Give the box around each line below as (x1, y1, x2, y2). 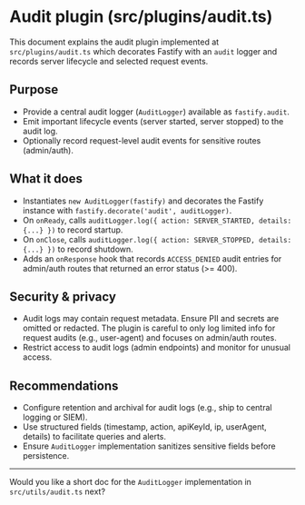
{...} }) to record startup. (22, 224, 123, 235)
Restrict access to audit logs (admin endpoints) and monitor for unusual (22, 342, 290, 353)
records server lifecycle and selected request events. (9, 55, 209, 66)
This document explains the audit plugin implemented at (9, 36, 220, 47)
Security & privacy (9, 289, 116, 304)
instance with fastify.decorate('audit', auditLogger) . (22, 204, 232, 215)
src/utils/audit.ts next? (9, 486, 106, 497)
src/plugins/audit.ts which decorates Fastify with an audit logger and (9, 45, 278, 56)
